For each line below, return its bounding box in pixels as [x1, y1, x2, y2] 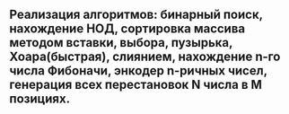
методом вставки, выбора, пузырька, [9, 35, 233, 50]
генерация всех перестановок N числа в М [9, 77, 263, 92]
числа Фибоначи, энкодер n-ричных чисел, [9, 63, 267, 79]
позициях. [9, 92, 70, 107]
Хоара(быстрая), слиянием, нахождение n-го [9, 49, 281, 65]
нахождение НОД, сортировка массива [9, 22, 245, 37]
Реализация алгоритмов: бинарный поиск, [9, 7, 263, 22]
